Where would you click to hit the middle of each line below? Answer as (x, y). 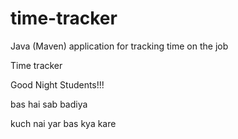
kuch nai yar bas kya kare (63, 123)
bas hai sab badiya (49, 104)
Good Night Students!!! (57, 84)
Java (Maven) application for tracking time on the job (119, 46)
